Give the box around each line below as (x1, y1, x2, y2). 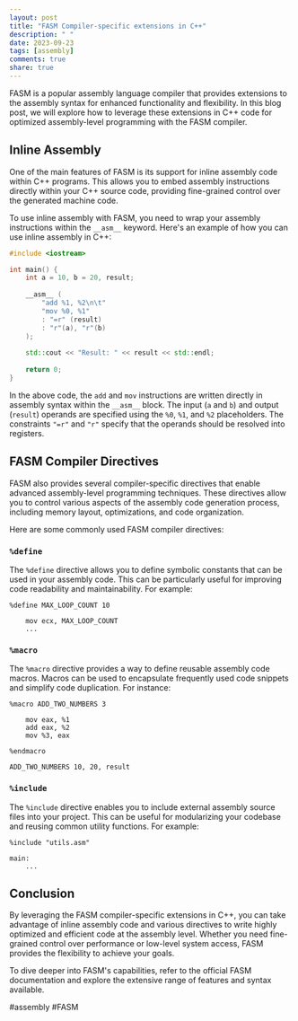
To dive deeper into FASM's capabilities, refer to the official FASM (9, 965, 252, 976)
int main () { (9, 265, 58, 274)
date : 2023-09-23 (9, 38, 74, 48)
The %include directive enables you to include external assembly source (9, 801, 276, 813)
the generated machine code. (9, 195, 118, 206)
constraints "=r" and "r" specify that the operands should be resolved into (9, 418, 285, 429)
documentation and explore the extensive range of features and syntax (9, 975, 272, 986)
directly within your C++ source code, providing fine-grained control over (9, 185, 281, 196)
